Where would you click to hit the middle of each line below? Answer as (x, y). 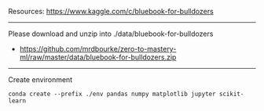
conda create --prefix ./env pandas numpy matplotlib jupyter (112, 94)
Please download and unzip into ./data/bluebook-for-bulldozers (111, 34)
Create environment (40, 80)
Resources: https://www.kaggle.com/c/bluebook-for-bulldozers (111, 11)
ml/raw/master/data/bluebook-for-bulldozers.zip (98, 57)
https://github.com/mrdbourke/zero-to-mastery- (98, 49)
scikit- (231, 94)
